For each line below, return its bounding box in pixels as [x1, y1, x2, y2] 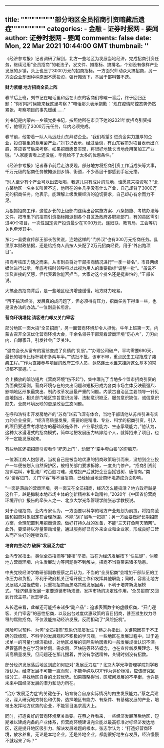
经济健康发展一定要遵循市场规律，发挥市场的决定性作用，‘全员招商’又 [15, 588, 155, 594]
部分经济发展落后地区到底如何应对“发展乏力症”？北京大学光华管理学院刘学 [5, 661, 155, 667]
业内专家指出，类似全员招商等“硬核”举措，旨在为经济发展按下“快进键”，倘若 [5, 553, 158, 559]
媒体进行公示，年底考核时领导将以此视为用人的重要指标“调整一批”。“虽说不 [5, 265, 156, 271]
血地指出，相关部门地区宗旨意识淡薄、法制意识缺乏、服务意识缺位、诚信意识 [5, 395, 159, 400]
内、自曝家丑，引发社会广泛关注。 [5, 337, 74, 343]
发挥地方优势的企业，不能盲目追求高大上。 [13, 703, 99, 708]
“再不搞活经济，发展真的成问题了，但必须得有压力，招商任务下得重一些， [5, 298, 153, 304]
